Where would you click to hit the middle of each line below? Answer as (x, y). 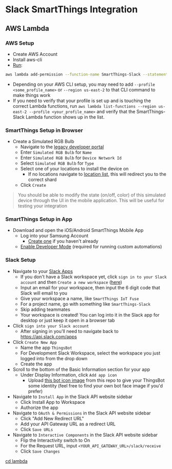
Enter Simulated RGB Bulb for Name (56, 152)
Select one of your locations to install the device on (74, 169)
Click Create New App (35, 342)
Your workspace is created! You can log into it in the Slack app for (90, 315)
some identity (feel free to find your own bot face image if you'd (95, 385)
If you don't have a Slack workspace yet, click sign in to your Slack (93, 277)
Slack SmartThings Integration (72, 9)
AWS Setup (20, 43)
